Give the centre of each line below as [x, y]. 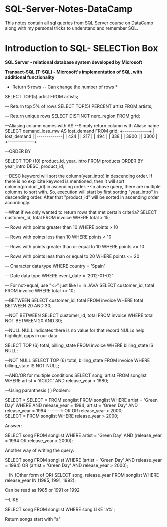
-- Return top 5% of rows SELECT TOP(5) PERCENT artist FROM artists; [79, 106]
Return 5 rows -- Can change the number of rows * [65, 87]
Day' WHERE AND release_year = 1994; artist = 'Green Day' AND [72, 405]
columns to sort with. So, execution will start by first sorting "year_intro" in [82, 192]
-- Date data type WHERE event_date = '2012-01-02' [59, 275]
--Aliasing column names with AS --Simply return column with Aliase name [82, 125]
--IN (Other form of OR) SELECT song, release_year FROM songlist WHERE [82, 475]
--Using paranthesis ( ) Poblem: [38, 390]
